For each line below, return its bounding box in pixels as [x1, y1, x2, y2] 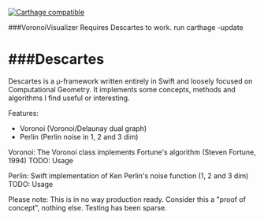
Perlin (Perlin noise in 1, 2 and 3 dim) [19, 132, 139, 141]
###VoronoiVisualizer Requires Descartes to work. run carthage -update [8, 23, 244, 32]
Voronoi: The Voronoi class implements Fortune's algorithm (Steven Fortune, [8, 147, 256, 157]
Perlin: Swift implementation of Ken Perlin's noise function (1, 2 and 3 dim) [8, 170, 249, 181]
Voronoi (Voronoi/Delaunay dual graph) [19, 123, 147, 133]
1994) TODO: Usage [8, 155, 73, 165]
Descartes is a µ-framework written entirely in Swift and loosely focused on [8, 76, 253, 86]
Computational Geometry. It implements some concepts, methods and [8, 84, 236, 94]
